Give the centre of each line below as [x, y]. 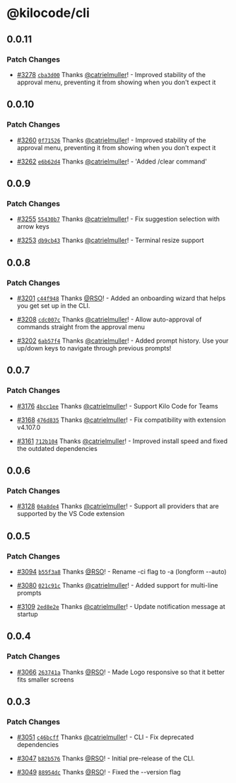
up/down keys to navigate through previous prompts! [94, 348]
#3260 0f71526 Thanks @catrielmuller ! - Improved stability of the [111, 140]
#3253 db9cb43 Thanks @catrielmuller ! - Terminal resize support [110, 240]
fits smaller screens [46, 679]
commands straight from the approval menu [81, 326]
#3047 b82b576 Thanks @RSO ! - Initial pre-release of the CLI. [106, 758]
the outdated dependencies [57, 448]
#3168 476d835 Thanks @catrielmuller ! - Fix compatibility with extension [121, 420]
